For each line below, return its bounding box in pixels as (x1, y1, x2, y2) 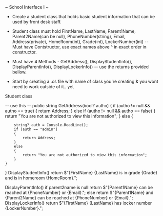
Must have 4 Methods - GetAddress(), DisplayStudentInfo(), (12, 59, 133, 64)
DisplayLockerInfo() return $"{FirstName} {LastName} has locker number (5, 200, 152, 206)
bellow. (12, 69, 27, 75)
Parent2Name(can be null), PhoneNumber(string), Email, (12, 34, 126, 39)
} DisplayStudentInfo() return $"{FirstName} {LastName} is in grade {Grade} (5, 170, 158, 175)
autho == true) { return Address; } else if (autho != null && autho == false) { (5, 108, 156, 114)
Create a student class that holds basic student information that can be (12, 14, 155, 19)
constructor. (12, 49, 37, 55)
